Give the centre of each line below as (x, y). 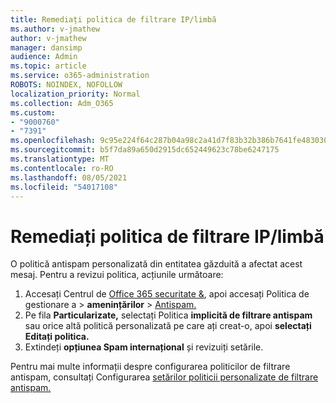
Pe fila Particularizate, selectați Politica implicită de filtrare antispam (168, 315)
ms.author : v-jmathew (55, 29)
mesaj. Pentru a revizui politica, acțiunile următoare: (117, 275)
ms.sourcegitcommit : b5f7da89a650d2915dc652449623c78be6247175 (145, 150)
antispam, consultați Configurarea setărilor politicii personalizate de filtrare (164, 377)
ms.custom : (33, 112)
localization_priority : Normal (75, 94)
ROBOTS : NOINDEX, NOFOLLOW (66, 85)
